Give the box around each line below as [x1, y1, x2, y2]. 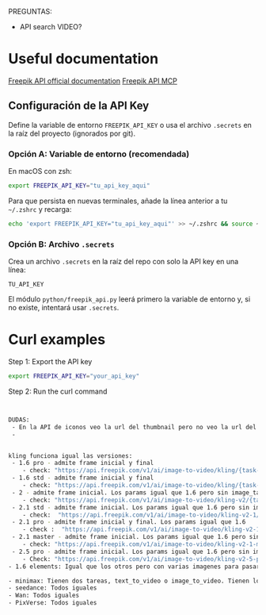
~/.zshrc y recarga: [8, 204, 72, 213]
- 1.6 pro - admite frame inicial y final [11, 459, 154, 467]
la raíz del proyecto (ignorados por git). [8, 129, 136, 138]
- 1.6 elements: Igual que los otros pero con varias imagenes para [8, 563, 239, 571]
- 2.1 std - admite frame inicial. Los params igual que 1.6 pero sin [11, 503, 249, 511]
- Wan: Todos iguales [8, 591, 80, 600]
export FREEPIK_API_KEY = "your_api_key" [8, 372, 140, 380]
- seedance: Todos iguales [8, 584, 97, 592]
